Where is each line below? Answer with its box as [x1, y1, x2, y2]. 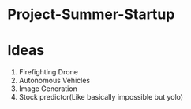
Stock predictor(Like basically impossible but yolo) [18, 93, 183, 102]
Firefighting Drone [18, 67, 78, 77]
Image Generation [18, 84, 78, 93]
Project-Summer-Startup [7, 5, 175, 24]
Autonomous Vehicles [18, 76, 91, 85]
